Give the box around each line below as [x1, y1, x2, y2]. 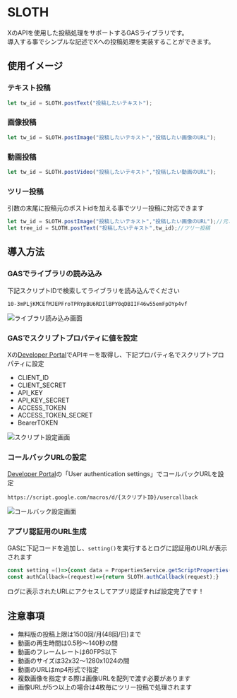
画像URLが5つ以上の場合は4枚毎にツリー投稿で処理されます [17, 683, 193, 692]
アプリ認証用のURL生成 [7, 527, 87, 537]
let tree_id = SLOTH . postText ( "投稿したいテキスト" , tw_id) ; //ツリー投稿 [7, 225, 210, 232]
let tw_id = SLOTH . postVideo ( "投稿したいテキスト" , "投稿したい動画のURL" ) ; [7, 168, 217, 175]
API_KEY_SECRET [17, 396, 70, 404]
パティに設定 [7, 359, 44, 367]
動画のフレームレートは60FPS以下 [17, 648, 118, 656]
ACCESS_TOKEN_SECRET [17, 410, 93, 419]
